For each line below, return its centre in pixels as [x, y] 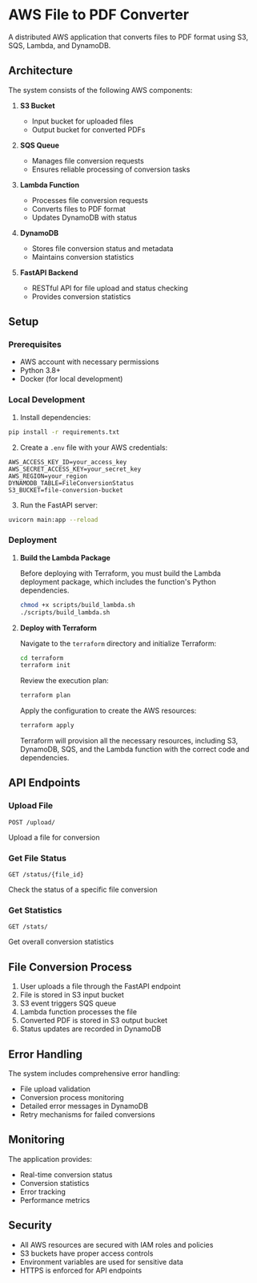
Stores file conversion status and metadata [102, 248]
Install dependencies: [55, 417]
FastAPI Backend [49, 272]
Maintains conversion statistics [83, 257]
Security [30, 1226]
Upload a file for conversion [54, 837]
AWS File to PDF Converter [99, 15]
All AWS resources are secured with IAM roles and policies [116, 1245]
